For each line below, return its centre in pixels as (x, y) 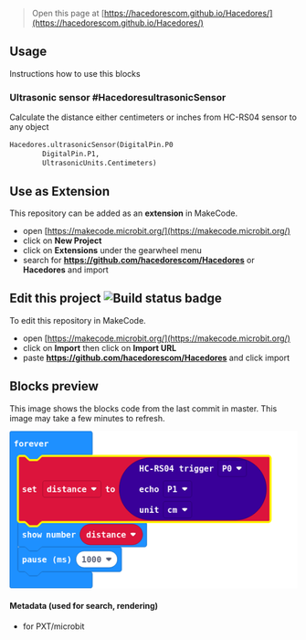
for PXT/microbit (53, 626)
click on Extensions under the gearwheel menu (112, 250)
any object (29, 127)
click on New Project (62, 240)
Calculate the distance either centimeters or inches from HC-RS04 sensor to (153, 117)
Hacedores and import (66, 270)
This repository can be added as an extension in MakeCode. (124, 213)
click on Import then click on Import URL (100, 347)
